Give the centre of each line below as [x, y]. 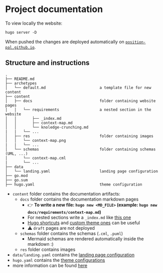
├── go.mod [17, 175]
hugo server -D [21, 32]
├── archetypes [21, 83]
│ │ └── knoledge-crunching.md [47, 127]
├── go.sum [17, 180]
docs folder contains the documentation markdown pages [79, 199]
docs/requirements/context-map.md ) [64, 212]
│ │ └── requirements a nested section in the [78, 110]
